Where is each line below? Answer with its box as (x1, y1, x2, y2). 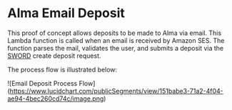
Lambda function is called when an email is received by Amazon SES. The (7, 36, 225, 44)
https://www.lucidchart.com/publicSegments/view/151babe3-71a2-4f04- (9, 86, 223, 95)
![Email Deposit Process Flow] (7, 79, 96, 87)
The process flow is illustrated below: (7, 65, 118, 74)
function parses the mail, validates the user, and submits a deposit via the (7, 44, 224, 52)
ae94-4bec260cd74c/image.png (7, 94, 104, 103)
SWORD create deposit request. (7, 51, 101, 60)
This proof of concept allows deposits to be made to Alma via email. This (7, 29, 222, 37)
